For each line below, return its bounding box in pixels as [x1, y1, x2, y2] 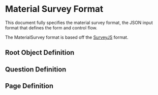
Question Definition [5, 65, 66, 73]
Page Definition [5, 82, 54, 90]
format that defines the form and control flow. [5, 24, 97, 30]
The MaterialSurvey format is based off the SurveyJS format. [5, 34, 128, 40]
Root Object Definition [5, 48, 75, 57]
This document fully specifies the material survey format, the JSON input [5, 20, 153, 25]
